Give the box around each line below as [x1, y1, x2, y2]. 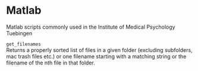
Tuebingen [6, 29, 33, 36]
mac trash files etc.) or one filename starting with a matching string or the [6, 53, 187, 60]
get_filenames [6, 41, 42, 47]
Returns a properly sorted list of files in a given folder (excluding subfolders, [6, 46, 193, 54]
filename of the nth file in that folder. [6, 59, 95, 66]
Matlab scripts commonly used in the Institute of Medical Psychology [6, 23, 175, 30]
